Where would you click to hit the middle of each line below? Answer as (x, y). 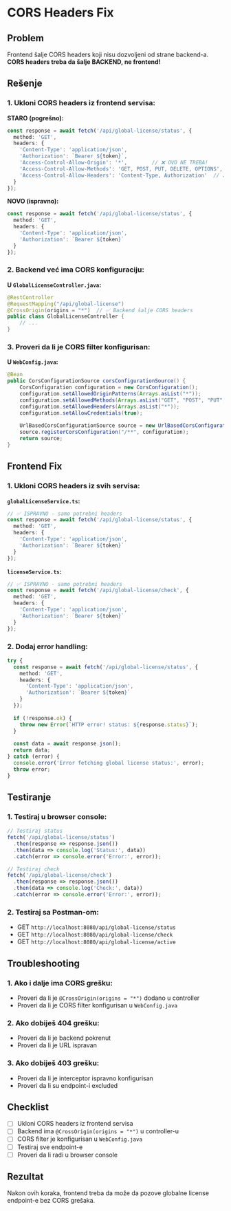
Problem (26, 38)
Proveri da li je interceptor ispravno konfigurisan (85, 1078)
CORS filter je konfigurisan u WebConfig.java (80, 1139)
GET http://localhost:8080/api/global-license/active (97, 942)
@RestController (30, 297)
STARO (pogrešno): (35, 118)
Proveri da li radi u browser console (67, 1155)
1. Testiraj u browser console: (57, 816)
